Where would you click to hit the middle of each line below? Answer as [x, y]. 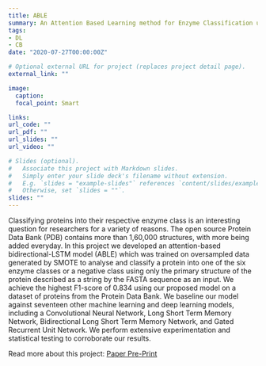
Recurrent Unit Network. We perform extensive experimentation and [120, 330]
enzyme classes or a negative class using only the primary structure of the [130, 271]
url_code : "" [30, 125]
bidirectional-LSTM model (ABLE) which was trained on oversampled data [129, 254]
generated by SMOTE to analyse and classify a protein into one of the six [127, 263]
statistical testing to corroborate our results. [80, 338]
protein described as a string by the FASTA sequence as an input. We [121, 279]
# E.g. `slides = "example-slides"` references [92, 183]
